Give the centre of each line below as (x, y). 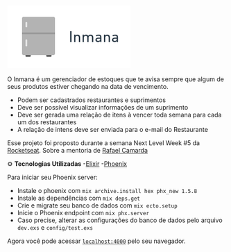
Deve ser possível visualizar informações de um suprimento (103, 107)
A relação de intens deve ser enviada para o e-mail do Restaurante (112, 129)
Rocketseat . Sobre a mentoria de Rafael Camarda (77, 150)
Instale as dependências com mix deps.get (79, 198)
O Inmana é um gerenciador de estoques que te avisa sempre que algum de (115, 79)
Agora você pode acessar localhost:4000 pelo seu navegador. (96, 241)
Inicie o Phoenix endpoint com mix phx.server (83, 213)
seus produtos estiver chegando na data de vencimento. (88, 86)
